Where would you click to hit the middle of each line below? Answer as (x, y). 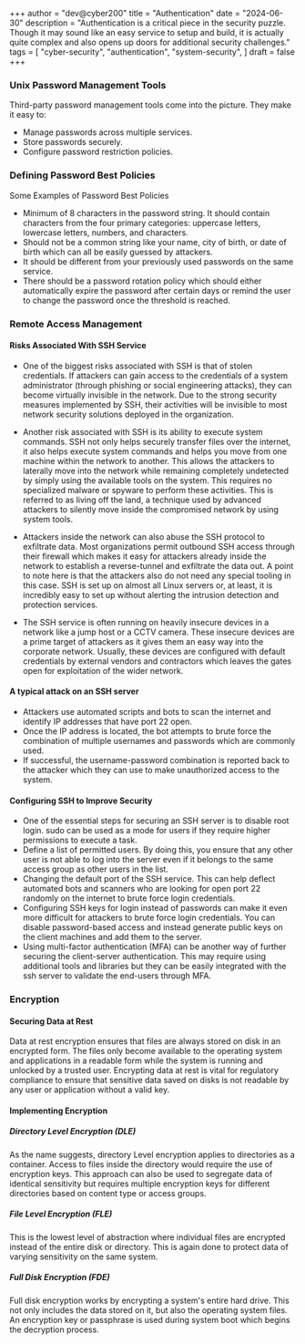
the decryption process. (55, 1329)
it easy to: (28, 115)
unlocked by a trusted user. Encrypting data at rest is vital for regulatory (144, 1070)
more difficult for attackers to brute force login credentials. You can (149, 918)
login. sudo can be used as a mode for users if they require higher (147, 831)
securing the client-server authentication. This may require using (144, 956)
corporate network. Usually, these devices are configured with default (154, 651)
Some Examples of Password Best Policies (89, 195)
